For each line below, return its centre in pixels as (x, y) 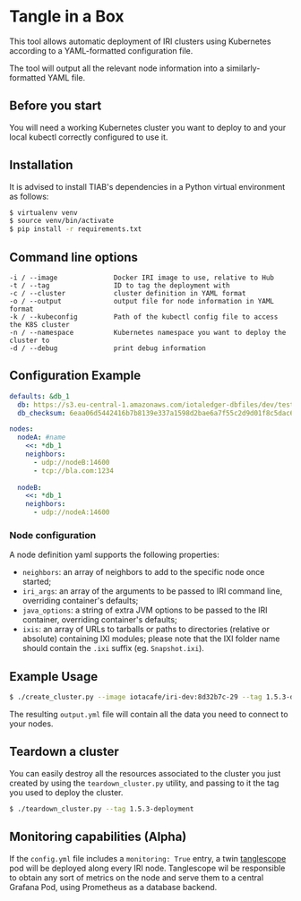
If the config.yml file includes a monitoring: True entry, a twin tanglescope (148, 858)
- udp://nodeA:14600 (71, 512)
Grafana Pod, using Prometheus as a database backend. (113, 887)
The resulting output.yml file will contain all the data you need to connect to (149, 715)
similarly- (243, 68)
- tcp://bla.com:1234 (73, 471)
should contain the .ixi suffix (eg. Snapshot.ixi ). (113, 648)
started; (37, 582)
